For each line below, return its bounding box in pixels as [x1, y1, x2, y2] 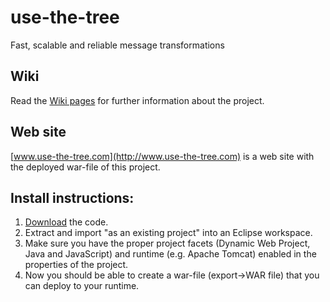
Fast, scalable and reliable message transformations [10, 39, 225, 51]
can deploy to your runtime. [24, 280, 140, 292]
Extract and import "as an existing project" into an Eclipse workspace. [24, 227, 313, 239]
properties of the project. [24, 259, 129, 271]
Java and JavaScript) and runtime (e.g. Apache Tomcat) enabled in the [24, 248, 317, 260]
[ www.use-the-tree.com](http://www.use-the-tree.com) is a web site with [10, 150, 315, 162]
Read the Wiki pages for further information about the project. [10, 94, 265, 106]
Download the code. [24, 216, 109, 228]
